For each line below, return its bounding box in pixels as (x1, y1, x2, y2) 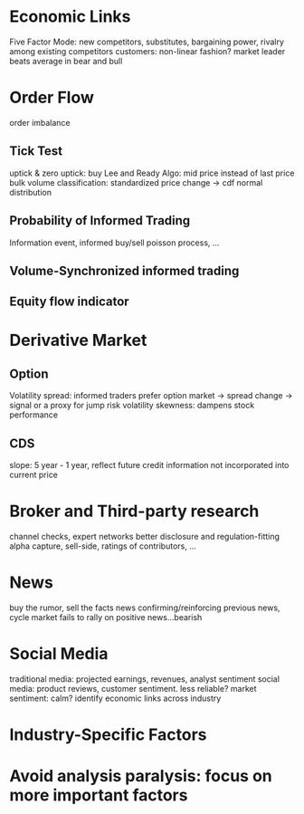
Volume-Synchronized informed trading (9, 263, 240, 278)
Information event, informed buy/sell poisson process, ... (9, 237, 220, 248)
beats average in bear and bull (9, 55, 123, 66)
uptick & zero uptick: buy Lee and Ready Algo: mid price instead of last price (9, 168, 295, 178)
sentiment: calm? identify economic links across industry (9, 693, 222, 704)
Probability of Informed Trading (9, 213, 191, 228)
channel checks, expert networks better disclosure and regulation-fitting (9, 531, 280, 542)
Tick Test (9, 143, 63, 159)
